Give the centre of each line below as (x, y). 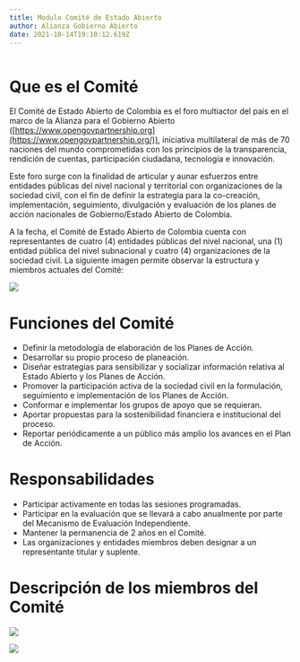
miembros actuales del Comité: (66, 270)
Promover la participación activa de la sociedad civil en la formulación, (153, 386)
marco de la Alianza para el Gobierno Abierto (92, 121)
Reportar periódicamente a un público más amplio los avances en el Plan (156, 434)
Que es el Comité (74, 87)
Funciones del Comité (92, 323)
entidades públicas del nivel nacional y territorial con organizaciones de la (146, 186)
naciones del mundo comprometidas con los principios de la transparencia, (148, 150)
